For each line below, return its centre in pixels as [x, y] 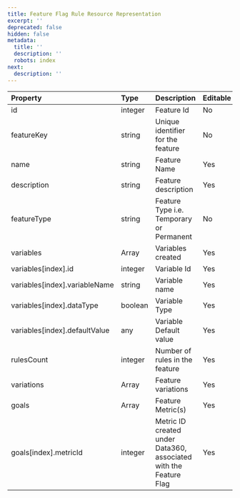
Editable [217, 98]
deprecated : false [35, 27]
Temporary [174, 218]
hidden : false [29, 34]
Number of [173, 350]
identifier [170, 131]
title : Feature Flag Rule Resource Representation [84, 14]
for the [166, 139]
